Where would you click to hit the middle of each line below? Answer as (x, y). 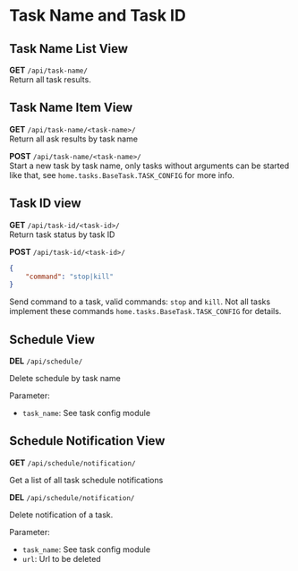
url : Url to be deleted (61, 558)
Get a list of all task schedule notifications (86, 480)
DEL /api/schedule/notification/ (72, 497)
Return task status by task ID (62, 234)
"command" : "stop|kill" (70, 277)
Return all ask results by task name (74, 139)
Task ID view (45, 204)
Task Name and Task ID (98, 16)
